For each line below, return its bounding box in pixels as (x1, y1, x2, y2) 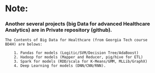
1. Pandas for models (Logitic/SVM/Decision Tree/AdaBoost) (14, 50, 139, 55)
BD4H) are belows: (5, 42, 43, 47)
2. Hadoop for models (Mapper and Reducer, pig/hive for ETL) (14, 55, 143, 60)
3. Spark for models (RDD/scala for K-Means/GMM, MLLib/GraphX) (14, 59, 148, 64)
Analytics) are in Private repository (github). (5, 26, 112, 33)
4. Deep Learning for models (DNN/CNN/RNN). (14, 63, 106, 69)
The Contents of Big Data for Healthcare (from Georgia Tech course (5, 38, 148, 43)
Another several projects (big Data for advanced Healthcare (5, 21, 150, 27)
